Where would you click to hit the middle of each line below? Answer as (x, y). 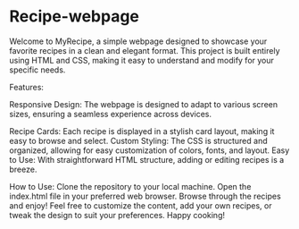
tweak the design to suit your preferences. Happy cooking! (117, 215)
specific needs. (37, 70)
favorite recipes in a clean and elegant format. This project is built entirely (145, 50)
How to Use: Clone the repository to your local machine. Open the (130, 186)
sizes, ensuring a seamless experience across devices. (111, 114)
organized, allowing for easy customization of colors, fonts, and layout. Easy (149, 150)
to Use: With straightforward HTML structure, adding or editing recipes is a (147, 159)
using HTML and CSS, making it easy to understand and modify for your (142, 60)
